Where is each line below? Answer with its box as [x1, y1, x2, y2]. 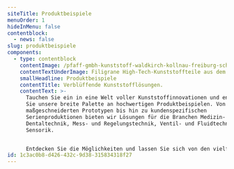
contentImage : [19, 62, 61, 69]
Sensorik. [25, 127, 54, 134]
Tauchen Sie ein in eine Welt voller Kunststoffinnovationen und [25, 95, 219, 102]
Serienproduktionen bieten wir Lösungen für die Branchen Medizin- [25, 113, 226, 120]
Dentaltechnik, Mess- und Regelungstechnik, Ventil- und [25, 120, 195, 127]
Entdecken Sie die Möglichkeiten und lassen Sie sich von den [25, 145, 210, 152]
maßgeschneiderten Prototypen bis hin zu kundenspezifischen [25, 107, 208, 114]
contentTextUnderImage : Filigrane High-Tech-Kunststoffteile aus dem [19, 68, 226, 75]
